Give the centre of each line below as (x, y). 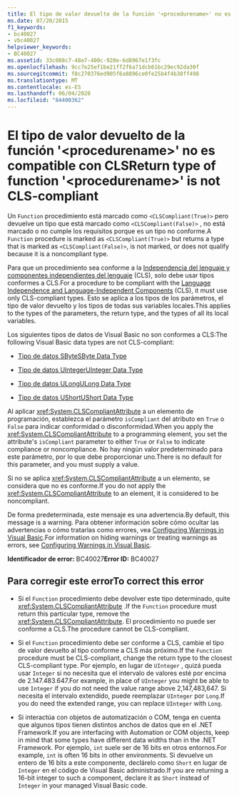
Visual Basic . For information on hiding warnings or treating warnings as (112, 537)
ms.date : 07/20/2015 (38, 21)
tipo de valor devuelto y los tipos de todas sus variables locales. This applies (119, 305)
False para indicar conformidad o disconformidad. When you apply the (111, 426)
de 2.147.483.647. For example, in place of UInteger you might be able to (123, 680)
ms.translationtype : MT (43, 80)
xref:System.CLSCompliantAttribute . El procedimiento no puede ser (117, 621)
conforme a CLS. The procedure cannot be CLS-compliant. (103, 629)
